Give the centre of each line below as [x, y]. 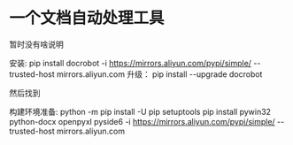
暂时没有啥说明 [36, 44]
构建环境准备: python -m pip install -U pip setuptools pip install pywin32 [140, 111]
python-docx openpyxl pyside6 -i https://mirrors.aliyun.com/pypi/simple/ [143, 121]
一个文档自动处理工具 [87, 18]
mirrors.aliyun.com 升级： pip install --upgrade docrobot [159, 74]
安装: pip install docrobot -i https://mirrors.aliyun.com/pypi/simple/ [131, 63]
